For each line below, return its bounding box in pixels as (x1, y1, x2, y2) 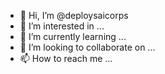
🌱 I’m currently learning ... (19, 31, 127, 42)
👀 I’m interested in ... (19, 20, 105, 32)
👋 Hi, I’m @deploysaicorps (19, 10, 129, 21)
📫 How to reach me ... (19, 53, 113, 64)
